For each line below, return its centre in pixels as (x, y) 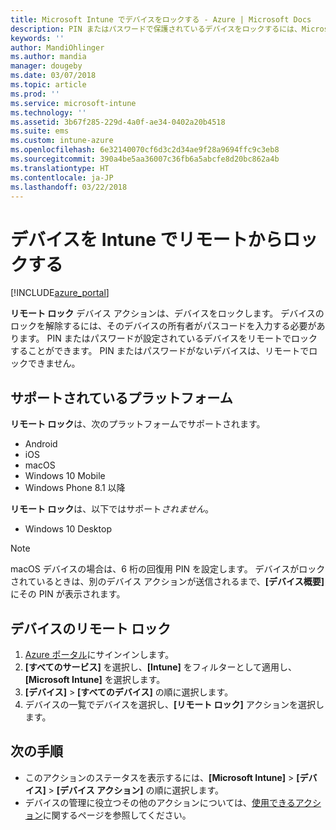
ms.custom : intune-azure (62, 141)
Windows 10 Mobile (65, 476)
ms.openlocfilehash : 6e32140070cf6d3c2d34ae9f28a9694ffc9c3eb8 (145, 150)
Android (41, 444)
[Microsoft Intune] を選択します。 (95, 679)
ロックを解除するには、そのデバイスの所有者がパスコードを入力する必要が (163, 326)
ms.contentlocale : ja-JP (62, 177)
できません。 (54, 363)
